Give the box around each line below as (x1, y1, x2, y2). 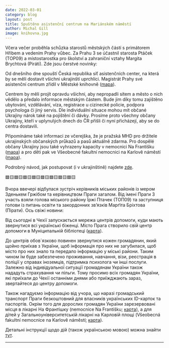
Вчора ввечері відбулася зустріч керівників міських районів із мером (5, 186, 155, 192)
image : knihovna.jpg (5, 31, 49, 36)
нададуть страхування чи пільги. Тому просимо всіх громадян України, (5, 270, 160, 275)
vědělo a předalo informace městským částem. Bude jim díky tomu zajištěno (5, 96, 163, 102)
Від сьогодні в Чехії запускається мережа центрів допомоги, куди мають (5, 217, 163, 223)
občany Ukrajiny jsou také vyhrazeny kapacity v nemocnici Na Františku (5, 144, 154, 149)
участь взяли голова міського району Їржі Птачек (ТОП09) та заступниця (5, 197, 163, 202)
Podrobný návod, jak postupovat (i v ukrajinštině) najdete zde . (5, 164, 134, 170)
